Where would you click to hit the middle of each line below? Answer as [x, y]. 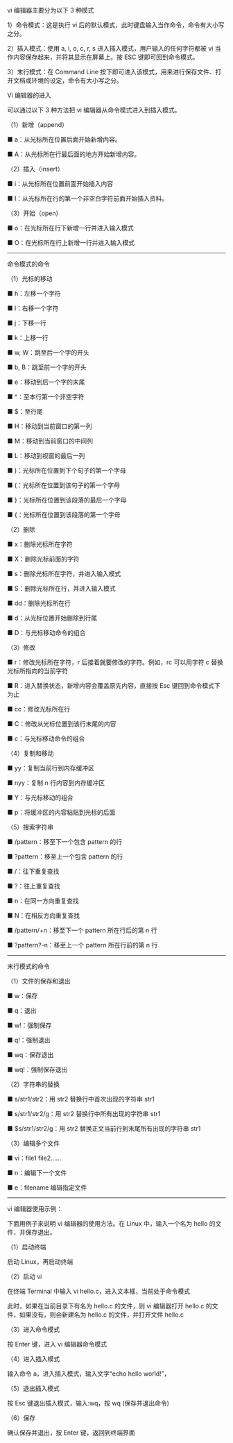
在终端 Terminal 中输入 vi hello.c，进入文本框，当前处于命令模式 [99, 1291]
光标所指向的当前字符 [37, 671]
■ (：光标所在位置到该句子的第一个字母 [63, 485]
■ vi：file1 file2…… [34, 1158]
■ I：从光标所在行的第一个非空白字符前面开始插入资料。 [88, 199]
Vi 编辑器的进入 [29, 95]
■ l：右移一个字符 [33, 308]
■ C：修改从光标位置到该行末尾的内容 [62, 724]
